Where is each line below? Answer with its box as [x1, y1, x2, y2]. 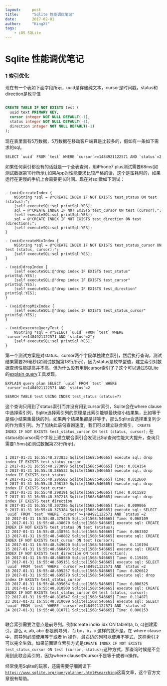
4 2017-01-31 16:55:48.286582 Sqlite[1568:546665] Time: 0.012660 [5, 477, 146, 482]
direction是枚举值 [5, 91, 41, 97]
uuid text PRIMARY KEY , [9, 110, 59, 115]
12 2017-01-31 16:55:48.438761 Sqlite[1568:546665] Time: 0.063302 [5, 529, 149, 534]
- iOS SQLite [14, 30, 41, 35]
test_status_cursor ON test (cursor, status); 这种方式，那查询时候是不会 [5, 646, 161, 652]
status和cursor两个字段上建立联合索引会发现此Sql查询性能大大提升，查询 [5, 434, 156, 440]
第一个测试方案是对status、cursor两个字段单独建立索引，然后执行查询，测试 [5, 352, 162, 358]
